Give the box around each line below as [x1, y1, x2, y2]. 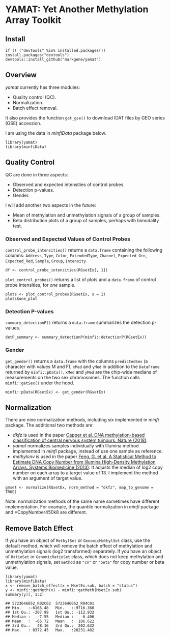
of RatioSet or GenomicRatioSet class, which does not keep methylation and [5, 554, 164, 560]
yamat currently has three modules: [5, 84, 80, 90]
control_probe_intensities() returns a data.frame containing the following [5, 247, 163, 253]
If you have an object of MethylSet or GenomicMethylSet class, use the [5, 537, 150, 543]
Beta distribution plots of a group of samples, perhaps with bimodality [12, 217, 159, 223]
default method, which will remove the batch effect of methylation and [5, 543, 153, 549]
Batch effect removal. [12, 105, 58, 111]
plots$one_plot [5, 296, 38, 301]
